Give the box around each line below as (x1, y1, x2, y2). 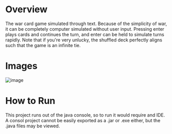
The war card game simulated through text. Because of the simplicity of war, (5, 20, 167, 27)
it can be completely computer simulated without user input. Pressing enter (5, 26, 164, 32)
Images (5, 60, 37, 72)
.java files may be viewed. (5, 123, 60, 129)
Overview (5, 4, 48, 15)
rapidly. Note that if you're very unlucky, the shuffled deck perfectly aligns (5, 37, 163, 43)
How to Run (5, 95, 55, 107)
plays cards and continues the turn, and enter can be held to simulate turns (5, 31, 164, 37)
